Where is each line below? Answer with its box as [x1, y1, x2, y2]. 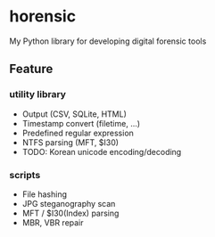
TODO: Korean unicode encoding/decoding [21, 146, 182, 157]
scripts [9, 168, 41, 181]
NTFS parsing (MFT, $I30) [21, 136, 119, 148]
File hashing [21, 189, 67, 200]
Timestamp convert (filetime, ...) [21, 118, 141, 128]
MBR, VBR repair [21, 217, 84, 228]
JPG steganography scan [21, 198, 116, 208]
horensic [9, 6, 77, 27]
